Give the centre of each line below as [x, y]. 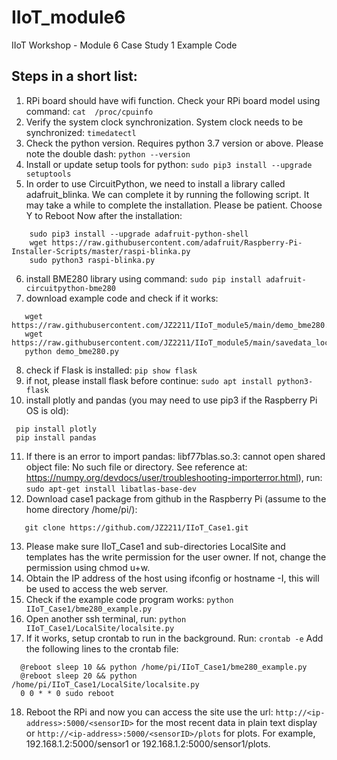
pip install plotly [56, 429]
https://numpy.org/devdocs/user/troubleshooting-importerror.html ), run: [174, 477]
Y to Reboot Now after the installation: [104, 215]
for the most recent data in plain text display [226, 722]
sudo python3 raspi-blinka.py [92, 260]
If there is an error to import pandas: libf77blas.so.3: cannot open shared [175, 456]
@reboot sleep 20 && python [79, 676]
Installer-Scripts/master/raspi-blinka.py [101, 251]
